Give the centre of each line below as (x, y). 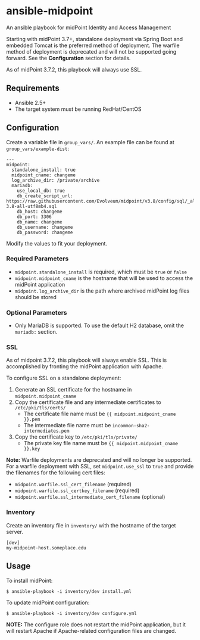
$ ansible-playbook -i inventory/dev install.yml (69, 591)
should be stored (35, 297)
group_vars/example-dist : (38, 148)
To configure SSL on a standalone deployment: (64, 378)
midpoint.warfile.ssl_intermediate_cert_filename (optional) (90, 497)
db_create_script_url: (45, 196)
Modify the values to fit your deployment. (57, 243)
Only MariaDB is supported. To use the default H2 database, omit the (99, 325)
